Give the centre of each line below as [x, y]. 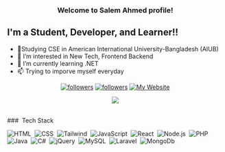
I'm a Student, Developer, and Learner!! [93, 33]
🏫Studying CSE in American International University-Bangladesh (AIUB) [118, 49]
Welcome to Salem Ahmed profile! [115, 10]
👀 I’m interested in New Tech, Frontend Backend [85, 56]
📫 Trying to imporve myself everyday [70, 71]
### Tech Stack [30, 120]
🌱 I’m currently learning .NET [58, 63]
